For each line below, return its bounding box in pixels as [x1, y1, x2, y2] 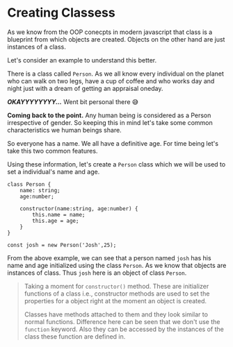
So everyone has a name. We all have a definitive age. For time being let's [7, 139, 219, 147]
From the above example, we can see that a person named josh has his [7, 253, 211, 262]
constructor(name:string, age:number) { [19, 205, 138, 212]
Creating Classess [7, 5, 116, 21]
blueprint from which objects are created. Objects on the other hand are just [7, 35, 225, 43]
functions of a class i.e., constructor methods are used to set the [24, 289, 210, 298]
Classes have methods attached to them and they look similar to [24, 310, 209, 319]
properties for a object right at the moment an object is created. [24, 296, 207, 305]
